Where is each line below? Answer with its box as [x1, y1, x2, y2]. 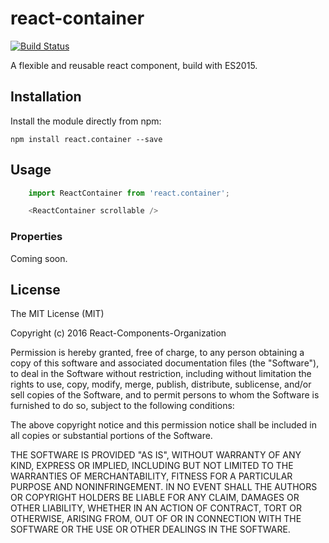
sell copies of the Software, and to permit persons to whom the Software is [10, 389, 320, 401]
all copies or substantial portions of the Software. [10, 430, 213, 442]
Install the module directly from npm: [10, 115, 162, 127]
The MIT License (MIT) [10, 308, 105, 320]
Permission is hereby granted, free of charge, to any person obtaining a [10, 347, 305, 359]
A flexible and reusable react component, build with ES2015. [10, 59, 258, 71]
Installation [10, 88, 82, 106]
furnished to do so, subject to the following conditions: [10, 400, 235, 412]
